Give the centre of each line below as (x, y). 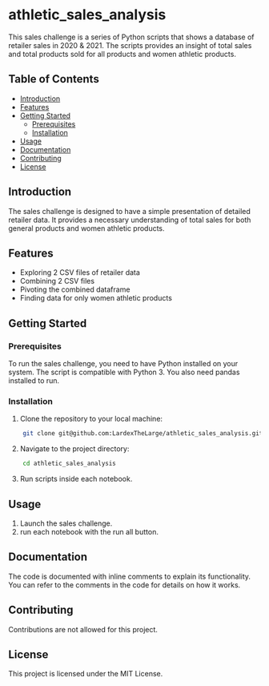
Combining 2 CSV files (57, 281)
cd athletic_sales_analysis (69, 464)
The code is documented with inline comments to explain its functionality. (129, 576)
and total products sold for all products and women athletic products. (122, 54)
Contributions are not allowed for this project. (83, 629)
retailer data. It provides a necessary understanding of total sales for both (130, 220)
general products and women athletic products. (87, 228)
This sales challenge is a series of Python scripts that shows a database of (131, 37)
